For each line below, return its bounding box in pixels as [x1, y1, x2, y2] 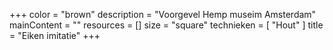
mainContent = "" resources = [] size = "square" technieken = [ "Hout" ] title [9, 19, 324, 31]
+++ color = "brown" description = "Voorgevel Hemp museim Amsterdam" [9, 9, 317, 20]
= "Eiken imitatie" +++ [9, 30, 101, 41]
